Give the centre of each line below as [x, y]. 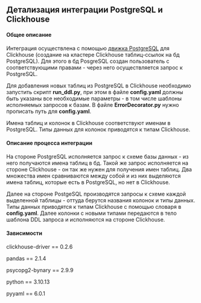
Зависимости [24, 233]
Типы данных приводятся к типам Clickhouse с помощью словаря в [94, 206]
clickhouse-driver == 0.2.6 [40, 247]
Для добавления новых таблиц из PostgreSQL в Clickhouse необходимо [99, 85]
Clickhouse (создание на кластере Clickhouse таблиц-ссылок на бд [93, 54]
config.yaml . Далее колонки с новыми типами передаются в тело [91, 213]
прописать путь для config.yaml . [49, 111]
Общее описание [29, 34]
